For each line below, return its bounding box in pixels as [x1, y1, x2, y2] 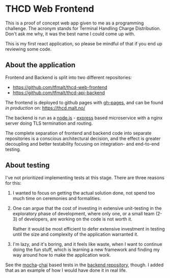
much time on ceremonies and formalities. [12, 195, 101, 201]
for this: [5, 180, 22, 186]
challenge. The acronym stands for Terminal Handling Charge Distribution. [5, 25, 161, 31]
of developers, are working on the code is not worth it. [18, 216, 132, 222]
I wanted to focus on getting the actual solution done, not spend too [12, 189, 155, 196]
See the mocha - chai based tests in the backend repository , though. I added [5, 262, 164, 268]
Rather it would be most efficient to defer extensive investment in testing [12, 226, 165, 232]
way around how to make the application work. [12, 252, 111, 258]
